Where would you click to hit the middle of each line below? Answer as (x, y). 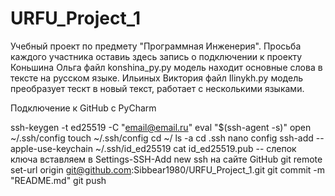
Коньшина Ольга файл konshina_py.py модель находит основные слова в (166, 67)
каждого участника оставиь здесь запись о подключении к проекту (156, 56)
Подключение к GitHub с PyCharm (83, 108)
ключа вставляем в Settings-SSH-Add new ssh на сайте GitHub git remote (166, 159)
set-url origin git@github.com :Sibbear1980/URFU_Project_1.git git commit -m (168, 169)
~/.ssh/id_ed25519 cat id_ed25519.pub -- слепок (195, 148)
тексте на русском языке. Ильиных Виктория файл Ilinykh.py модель (157, 78)
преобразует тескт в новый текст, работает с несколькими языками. (157, 88)
